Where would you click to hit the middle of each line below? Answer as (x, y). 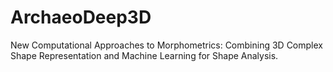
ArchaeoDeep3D (81, 17)
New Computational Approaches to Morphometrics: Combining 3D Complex (166, 45)
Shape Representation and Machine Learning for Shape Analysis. (144, 55)
